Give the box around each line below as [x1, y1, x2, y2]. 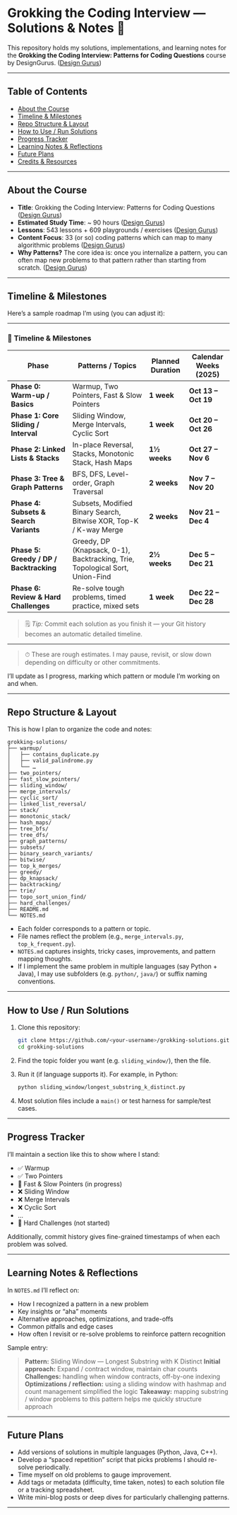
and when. [7, 679, 38, 687]
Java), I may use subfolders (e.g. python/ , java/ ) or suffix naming [17, 970, 207, 978]
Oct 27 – [189, 444, 218, 454]
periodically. [35, 1463, 71, 1472]
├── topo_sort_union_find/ [7, 893, 87, 901]
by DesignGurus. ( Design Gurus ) [7, 58, 102, 67]
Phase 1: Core [11, 411, 59, 421]
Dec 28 [189, 596, 214, 606]
